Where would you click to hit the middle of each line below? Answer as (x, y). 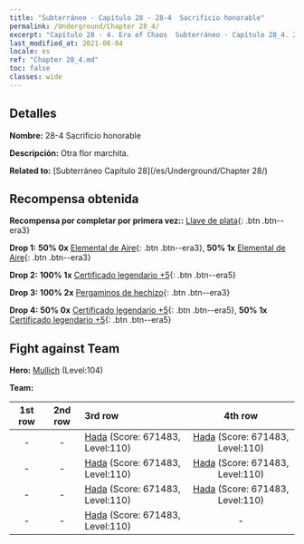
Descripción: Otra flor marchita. (69, 153)
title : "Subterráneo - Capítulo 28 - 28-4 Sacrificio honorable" (137, 18)
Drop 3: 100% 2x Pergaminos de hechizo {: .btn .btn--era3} (120, 293)
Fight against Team (65, 349)
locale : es (30, 52)
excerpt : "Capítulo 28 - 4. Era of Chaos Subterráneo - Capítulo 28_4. (149, 34)
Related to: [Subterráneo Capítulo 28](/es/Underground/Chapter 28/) (139, 170)
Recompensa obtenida (74, 199)
